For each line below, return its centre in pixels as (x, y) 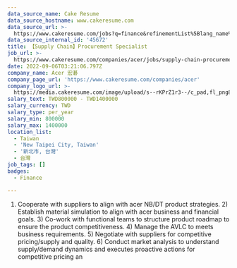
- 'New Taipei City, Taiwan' (56, 145)
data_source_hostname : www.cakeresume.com (71, 20)
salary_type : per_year (41, 112)
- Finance (28, 178)
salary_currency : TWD (39, 106)
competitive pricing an (50, 256)
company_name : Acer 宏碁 (43, 73)
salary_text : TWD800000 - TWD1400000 (63, 99)
